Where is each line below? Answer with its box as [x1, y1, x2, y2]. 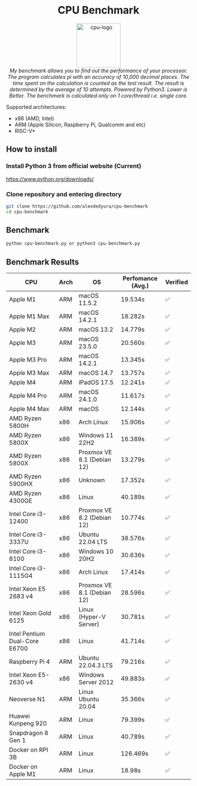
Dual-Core [9, 637, 39, 645]
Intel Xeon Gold [9, 609, 52, 617]
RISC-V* [14, 127, 36, 134]
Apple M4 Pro [9, 392, 47, 400]
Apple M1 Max [9, 312, 50, 320]
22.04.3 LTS [78, 661, 113, 670]
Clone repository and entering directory [6, 190, 122, 198]
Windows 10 [78, 547, 114, 556]
